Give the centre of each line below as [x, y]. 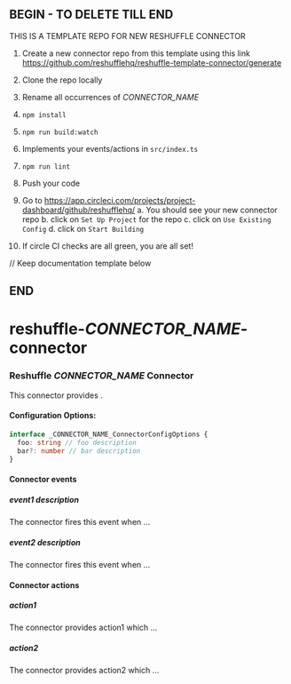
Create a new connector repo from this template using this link [136, 53]
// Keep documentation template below [80, 263]
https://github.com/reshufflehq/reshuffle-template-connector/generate [152, 62]
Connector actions [44, 585]
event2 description [45, 542]
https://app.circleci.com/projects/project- [120, 200]
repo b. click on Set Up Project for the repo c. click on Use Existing [146, 219]
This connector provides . [56, 395]
